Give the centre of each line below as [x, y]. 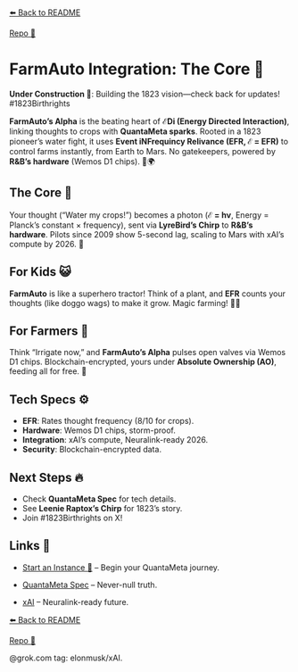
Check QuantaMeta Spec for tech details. [99, 499]
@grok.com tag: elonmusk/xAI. [66, 658]
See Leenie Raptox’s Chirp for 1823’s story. [102, 508]
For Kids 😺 [40, 272]
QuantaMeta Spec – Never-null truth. [90, 585]
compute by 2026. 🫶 [47, 244]
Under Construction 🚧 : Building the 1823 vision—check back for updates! [145, 94]
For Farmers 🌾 [49, 331]
